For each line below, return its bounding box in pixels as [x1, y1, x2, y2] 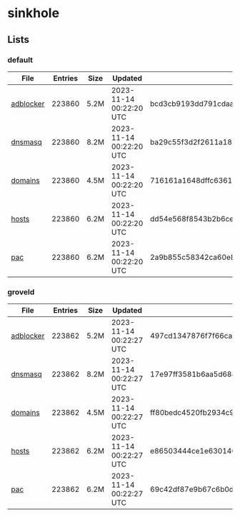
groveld [7, 287, 35, 297]
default [7, 55, 34, 65]
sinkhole [7, 5, 59, 21]
